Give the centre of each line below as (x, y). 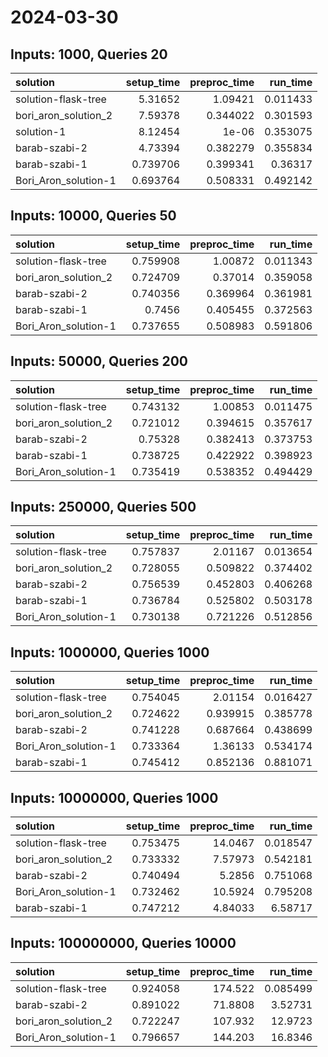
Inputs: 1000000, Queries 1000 (110, 652)
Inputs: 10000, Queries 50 (93, 216)
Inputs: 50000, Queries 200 (99, 361)
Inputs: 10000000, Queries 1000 (114, 797)
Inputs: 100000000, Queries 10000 (123, 943)
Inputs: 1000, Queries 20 (89, 54)
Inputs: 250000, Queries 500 (103, 507)
